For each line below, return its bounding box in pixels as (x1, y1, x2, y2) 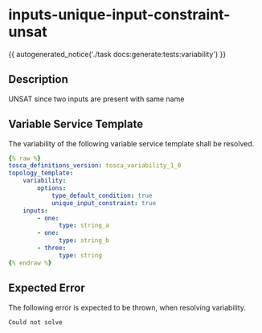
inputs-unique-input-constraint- (8, 6, 231, 24)
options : (37, 184, 67, 192)
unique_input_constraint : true (51, 199, 157, 207)
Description (8, 72, 68, 86)
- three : (37, 244, 67, 253)
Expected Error (8, 282, 86, 295)
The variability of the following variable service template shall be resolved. (8, 138, 255, 148)
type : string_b (59, 236, 110, 245)
